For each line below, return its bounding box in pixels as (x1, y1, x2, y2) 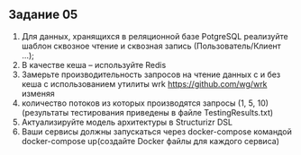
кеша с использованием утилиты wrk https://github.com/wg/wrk (21, 78, 268, 89)
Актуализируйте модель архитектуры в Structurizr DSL (21, 116, 233, 127)
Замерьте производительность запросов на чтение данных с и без (21, 69, 281, 80)
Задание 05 (8, 7, 78, 22)
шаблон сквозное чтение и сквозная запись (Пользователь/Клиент (21, 40, 281, 51)
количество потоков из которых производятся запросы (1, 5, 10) (21, 98, 269, 108)
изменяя (21, 88, 55, 99)
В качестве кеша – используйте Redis (21, 59, 167, 70)
